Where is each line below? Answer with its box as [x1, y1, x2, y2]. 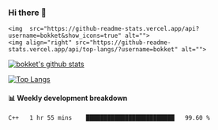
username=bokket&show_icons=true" [8, 32, 122, 40]
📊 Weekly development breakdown [8, 93, 128, 102]
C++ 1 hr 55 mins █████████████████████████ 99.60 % [8, 113, 211, 121]
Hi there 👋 [8, 7, 47, 18]
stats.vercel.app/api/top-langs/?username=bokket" [8, 46, 179, 54]
